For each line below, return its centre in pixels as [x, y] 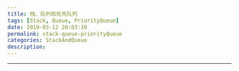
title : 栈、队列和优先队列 [43, 14]
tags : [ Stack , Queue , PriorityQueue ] [63, 21]
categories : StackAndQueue [47, 40]
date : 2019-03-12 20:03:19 [47, 27]
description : [27, 47]
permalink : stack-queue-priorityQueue [65, 34]
